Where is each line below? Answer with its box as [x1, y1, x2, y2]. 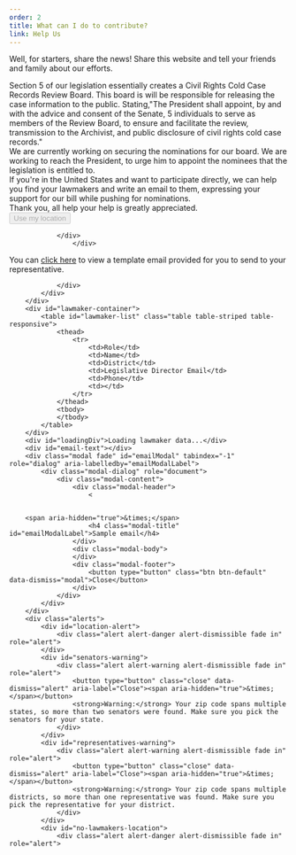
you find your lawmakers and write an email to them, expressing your [9, 183, 261, 195]
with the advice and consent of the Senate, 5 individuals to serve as [9, 108, 256, 120]
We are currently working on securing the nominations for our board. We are [9, 146, 287, 157]
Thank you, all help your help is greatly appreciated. [9, 203, 199, 214]
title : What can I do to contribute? [9, 21, 148, 30]
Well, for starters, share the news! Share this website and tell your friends [9, 54, 277, 65]
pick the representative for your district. [9, 801, 176, 810]
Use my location [13, 214, 66, 223]
